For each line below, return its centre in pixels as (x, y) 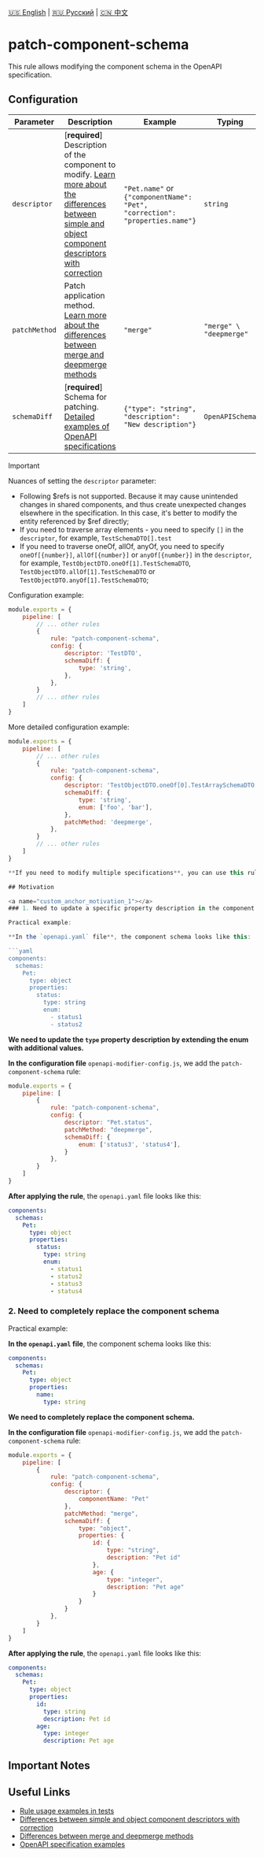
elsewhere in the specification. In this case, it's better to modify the (128, 513)
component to (90, 165)
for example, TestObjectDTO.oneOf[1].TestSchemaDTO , (105, 563)
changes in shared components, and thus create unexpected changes (133, 504)
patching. (82, 406)
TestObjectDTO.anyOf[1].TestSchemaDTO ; (84, 580)
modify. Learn (90, 174)
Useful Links (39, 1792)
